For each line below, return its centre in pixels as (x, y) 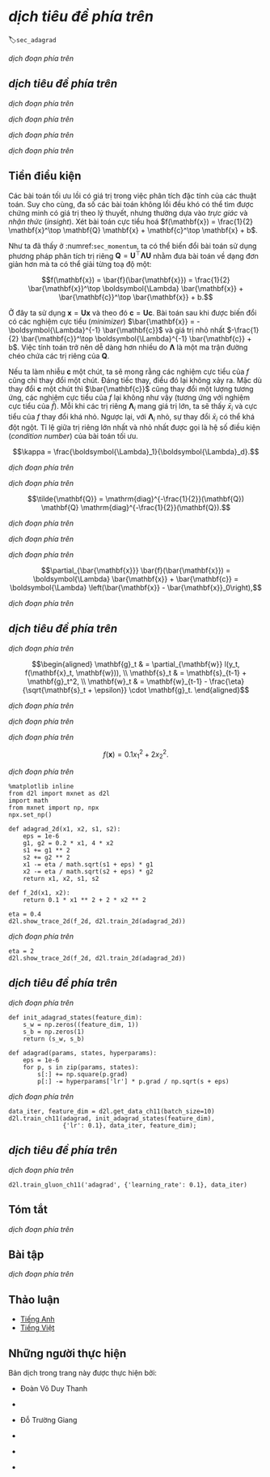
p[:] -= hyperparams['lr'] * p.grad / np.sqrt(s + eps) (133, 1081)
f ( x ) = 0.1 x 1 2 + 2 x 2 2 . (136, 754)
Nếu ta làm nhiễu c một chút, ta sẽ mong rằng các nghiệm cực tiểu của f (129, 371)
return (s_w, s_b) (54, 1039)
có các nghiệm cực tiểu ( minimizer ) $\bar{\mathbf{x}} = (102, 322)
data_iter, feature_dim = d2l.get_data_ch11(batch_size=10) (112, 1111)
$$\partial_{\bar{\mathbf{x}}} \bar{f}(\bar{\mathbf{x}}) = (136, 570)
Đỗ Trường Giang (49, 1419)
